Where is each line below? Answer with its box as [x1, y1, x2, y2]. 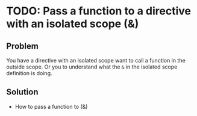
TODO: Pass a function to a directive [6, 4, 192, 18]
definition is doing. [6, 70, 52, 76]
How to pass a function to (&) [14, 103, 88, 110]
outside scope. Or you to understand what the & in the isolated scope [6, 63, 178, 70]
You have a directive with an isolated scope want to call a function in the [6, 57, 186, 64]
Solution [6, 87, 39, 97]
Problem [6, 41, 39, 51]
